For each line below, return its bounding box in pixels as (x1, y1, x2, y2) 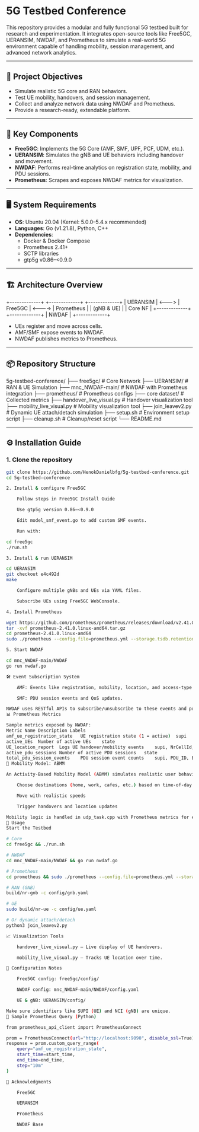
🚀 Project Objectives (6, 72, 83, 82)
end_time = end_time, (17, 1057, 65, 1063)
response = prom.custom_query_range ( (6, 1041, 99, 1047)
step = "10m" (17, 1063, 44, 1069)
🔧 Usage (6, 819, 25, 825)
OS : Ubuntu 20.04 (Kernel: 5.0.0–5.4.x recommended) (14, 218, 147, 226)
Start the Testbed (6, 825, 52, 831)
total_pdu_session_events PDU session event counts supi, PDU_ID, (6, 755, 190, 761)
